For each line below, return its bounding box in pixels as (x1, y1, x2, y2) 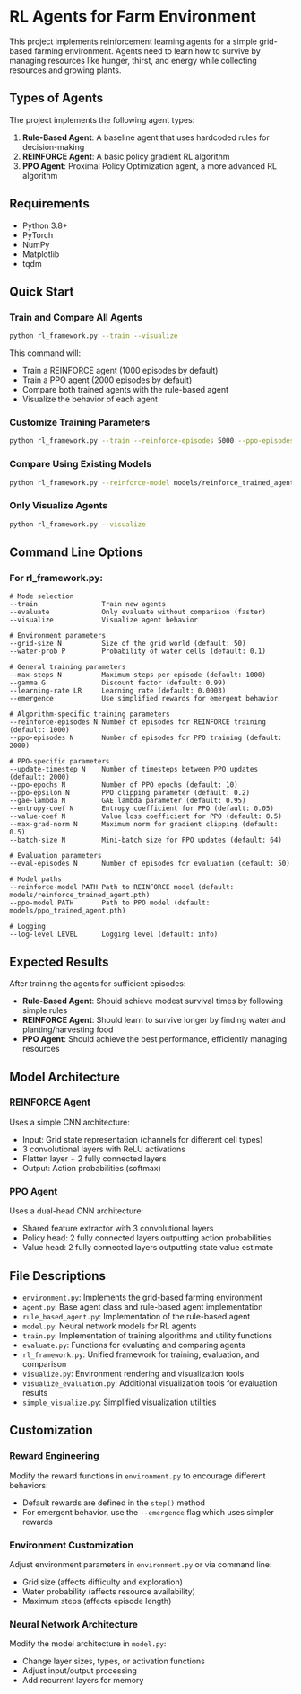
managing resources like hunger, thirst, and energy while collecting (9, 55, 257, 66)
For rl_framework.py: (9, 571, 103, 584)
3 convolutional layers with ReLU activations (21, 1143, 186, 1154)
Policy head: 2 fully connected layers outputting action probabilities (21, 1232, 271, 1243)
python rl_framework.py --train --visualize (9, 331, 178, 340)
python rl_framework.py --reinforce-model (9, 478, 170, 487)
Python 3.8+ (21, 220, 69, 231)
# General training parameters (9, 663, 126, 672)
